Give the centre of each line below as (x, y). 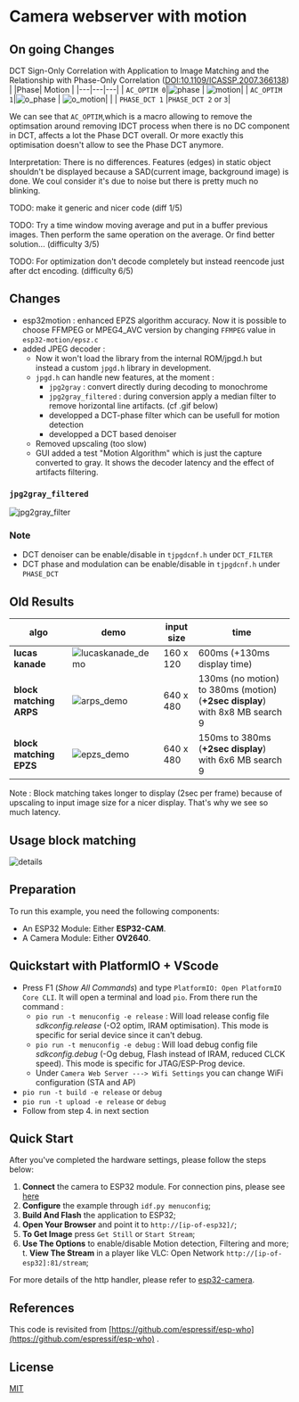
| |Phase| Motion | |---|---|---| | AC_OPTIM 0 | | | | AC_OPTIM (146, 90)
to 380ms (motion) (238, 690)
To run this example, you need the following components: (114, 911)
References (42, 1308)
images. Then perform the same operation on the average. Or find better (142, 235)
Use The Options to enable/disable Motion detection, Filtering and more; (155, 1244)
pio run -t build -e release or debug (92, 1092)
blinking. (25, 190)
